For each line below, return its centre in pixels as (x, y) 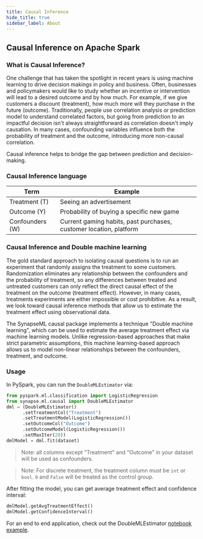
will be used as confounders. (57, 459)
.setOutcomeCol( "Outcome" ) (56, 424)
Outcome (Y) (28, 212)
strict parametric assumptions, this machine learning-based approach (93, 343)
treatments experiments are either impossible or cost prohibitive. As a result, (101, 299)
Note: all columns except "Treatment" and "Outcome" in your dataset (107, 452)
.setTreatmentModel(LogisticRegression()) (76, 418)
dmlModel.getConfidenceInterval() (50, 512)
